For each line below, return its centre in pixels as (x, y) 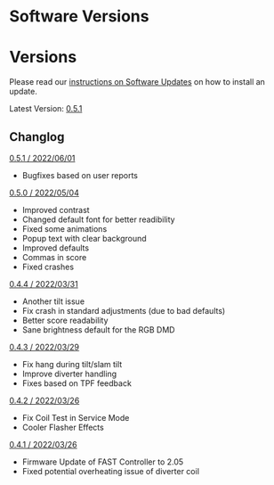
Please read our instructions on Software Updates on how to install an (137, 82)
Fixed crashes (48, 267)
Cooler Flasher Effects (63, 427)
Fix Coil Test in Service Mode (76, 417)
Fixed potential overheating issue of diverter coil (111, 471)
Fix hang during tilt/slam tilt (72, 364)
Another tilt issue (53, 301)
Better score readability (65, 320)
